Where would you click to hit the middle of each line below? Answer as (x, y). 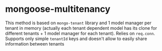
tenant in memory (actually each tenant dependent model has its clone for (81, 28)
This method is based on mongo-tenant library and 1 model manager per (79, 23)
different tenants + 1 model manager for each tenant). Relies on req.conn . (80, 33)
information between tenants (35, 44)
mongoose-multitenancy (58, 9)
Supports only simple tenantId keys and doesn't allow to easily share (76, 39)
